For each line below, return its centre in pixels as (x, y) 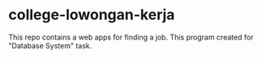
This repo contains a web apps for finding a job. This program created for (131, 37)
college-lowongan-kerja (92, 15)
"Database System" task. (50, 45)
